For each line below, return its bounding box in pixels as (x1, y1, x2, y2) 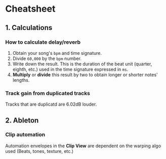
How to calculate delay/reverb (5, 39, 81, 46)
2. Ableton (5, 116, 39, 124)
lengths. (12, 77, 30, 83)
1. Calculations (5, 23, 53, 32)
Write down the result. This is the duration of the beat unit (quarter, (12, 60, 152, 67)
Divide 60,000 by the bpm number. (12, 55, 82, 61)
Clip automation (5, 131, 46, 138)
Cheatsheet (5, 3, 56, 15)
